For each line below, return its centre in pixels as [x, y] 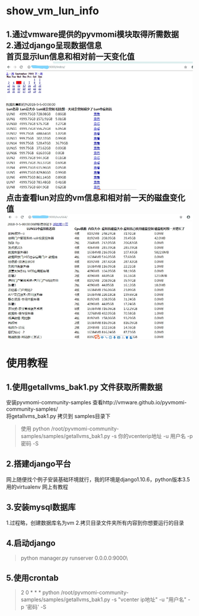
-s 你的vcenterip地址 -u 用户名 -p [152, 436]
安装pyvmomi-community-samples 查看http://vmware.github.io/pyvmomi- [97, 403]
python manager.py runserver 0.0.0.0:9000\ [74, 558]
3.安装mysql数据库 [41, 507]
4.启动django [31, 543]
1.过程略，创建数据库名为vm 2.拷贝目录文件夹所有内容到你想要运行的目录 [95, 522]
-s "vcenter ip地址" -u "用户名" [149, 599]
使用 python [35, 429]
